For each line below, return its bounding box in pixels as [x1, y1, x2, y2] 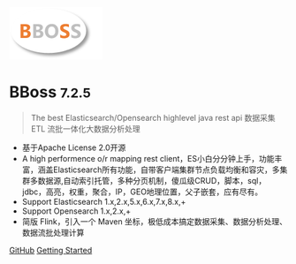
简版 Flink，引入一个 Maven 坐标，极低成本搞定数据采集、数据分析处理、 [21, 215, 287, 227]
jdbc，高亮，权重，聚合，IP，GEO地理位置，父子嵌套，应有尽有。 [21, 186, 263, 197]
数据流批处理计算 [21, 227, 85, 238]
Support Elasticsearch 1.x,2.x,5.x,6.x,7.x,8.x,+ [21, 196, 186, 207]
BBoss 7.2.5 [9, 82, 91, 102]
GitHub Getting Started [9, 245, 93, 255]
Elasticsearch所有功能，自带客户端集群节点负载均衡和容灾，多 [52, 164, 280, 175]
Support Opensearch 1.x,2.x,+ [21, 206, 132, 216]
